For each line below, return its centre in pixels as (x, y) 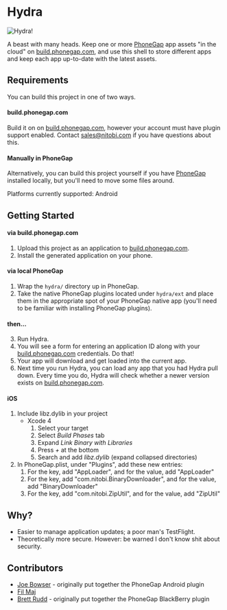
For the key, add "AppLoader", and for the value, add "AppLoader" (121, 472)
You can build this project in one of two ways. (71, 97)
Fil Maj (26, 591)
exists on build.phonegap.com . (61, 383)
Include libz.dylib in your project (62, 414)
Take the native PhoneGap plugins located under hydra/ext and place (115, 293)
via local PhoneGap (35, 271)
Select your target (63, 428)
